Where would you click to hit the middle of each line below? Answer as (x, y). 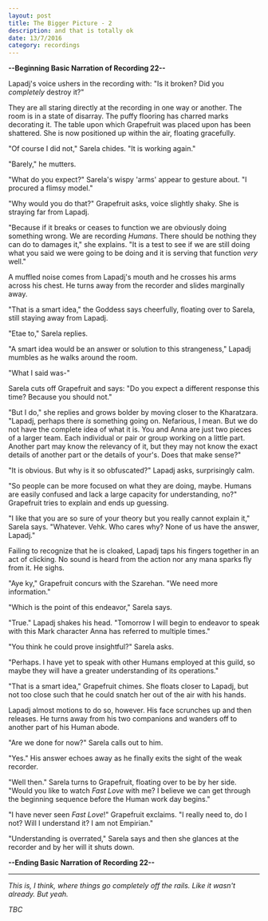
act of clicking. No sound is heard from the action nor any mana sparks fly (130, 560)
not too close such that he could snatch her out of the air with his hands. (127, 695)
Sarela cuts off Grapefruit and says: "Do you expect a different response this (134, 389)
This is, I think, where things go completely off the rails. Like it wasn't (122, 886)
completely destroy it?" (46, 92)
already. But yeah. (39, 894)
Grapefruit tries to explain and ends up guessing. (89, 503)
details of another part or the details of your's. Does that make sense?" (125, 455)
